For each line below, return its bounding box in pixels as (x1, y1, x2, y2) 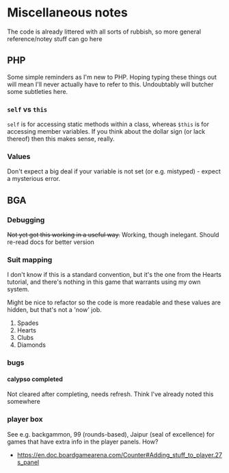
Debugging (7, 215, 45, 224)
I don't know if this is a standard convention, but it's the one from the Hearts (7, 271, 222, 279)
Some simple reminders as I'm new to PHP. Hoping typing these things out (7, 73, 217, 81)
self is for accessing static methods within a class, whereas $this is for (7, 120, 210, 128)
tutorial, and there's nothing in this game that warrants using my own (7, 278, 201, 286)
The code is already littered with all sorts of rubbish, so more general (7, 27, 202, 36)
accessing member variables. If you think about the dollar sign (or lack (7, 128, 206, 136)
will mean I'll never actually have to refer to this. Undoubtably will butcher (7, 80, 214, 88)
